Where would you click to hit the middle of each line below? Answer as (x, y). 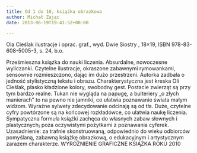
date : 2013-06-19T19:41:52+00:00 (47, 22)
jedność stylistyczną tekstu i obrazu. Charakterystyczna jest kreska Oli (93, 81)
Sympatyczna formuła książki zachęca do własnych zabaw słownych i (92, 119)
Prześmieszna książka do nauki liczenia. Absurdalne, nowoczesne (87, 62)
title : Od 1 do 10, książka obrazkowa (54, 12)
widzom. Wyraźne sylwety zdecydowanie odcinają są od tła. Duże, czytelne (99, 106)
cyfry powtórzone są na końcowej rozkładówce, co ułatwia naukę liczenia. (97, 112)
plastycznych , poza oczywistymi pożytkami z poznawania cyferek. (88, 125)
